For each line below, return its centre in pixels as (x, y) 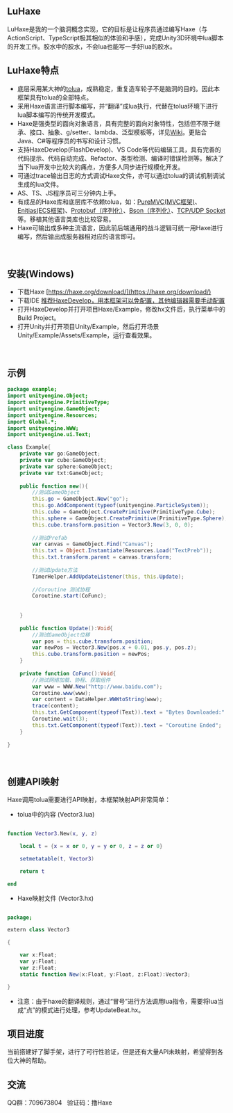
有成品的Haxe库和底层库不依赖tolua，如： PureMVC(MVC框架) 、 (109, 202)
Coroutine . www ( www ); (62, 693)
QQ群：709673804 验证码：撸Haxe (60, 1103)
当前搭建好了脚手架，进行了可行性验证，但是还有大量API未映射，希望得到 (112, 1052)
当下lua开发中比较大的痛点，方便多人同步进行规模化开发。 (101, 167)
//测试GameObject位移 (61, 635)
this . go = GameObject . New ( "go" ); (80, 499)
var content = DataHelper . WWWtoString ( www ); (97, 699)
